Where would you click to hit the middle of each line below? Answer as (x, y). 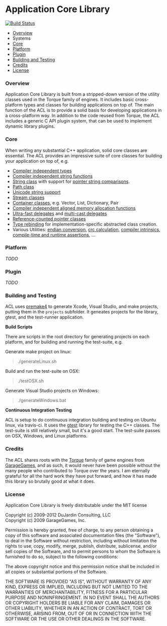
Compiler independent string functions (53, 176)
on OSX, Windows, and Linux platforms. (47, 436)
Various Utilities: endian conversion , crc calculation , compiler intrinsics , (86, 229)
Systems (22, 38)
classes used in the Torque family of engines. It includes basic (70, 99)
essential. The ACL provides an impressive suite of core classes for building (84, 155)
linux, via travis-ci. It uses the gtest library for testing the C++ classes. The (82, 425)
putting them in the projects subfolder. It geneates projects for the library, (82, 312)
